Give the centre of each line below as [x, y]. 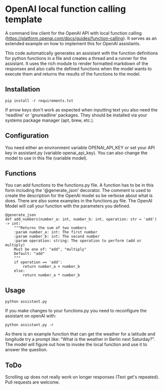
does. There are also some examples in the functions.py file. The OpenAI [79, 201]
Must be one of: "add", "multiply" [50, 250]
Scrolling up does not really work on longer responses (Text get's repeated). [82, 377]
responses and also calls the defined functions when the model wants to [79, 69]
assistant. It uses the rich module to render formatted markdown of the [77, 63]
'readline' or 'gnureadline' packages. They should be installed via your [76, 115]
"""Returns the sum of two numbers [50, 228]
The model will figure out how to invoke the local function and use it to [76, 344]
